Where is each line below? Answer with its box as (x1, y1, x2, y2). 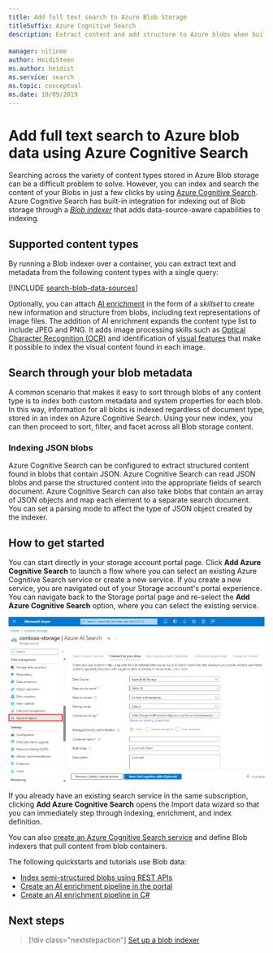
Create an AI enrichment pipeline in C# (19, 890, 150, 900)
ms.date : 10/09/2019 (8, 90, 79, 98)
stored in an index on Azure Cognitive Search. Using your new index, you (8, 413, 253, 423)
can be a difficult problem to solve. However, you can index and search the (8, 179, 259, 189)
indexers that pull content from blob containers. (8, 842, 168, 851)
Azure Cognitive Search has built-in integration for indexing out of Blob (8, 196, 246, 207)
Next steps (8, 913, 65, 927)
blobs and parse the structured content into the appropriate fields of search (8, 478, 262, 488)
